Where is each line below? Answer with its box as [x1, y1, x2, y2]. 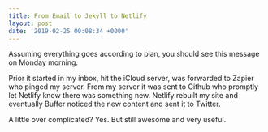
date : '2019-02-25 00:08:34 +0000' [8, 27, 129, 35]
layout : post [8, 19, 53, 28]
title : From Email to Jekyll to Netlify [8, 11, 148, 20]
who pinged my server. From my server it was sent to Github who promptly [8, 82, 258, 92]
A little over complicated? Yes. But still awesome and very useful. [8, 115, 227, 125]
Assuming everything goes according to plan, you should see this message [8, 49, 260, 59]
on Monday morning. [8, 57, 79, 67]
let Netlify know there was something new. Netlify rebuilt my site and [8, 91, 238, 100]
